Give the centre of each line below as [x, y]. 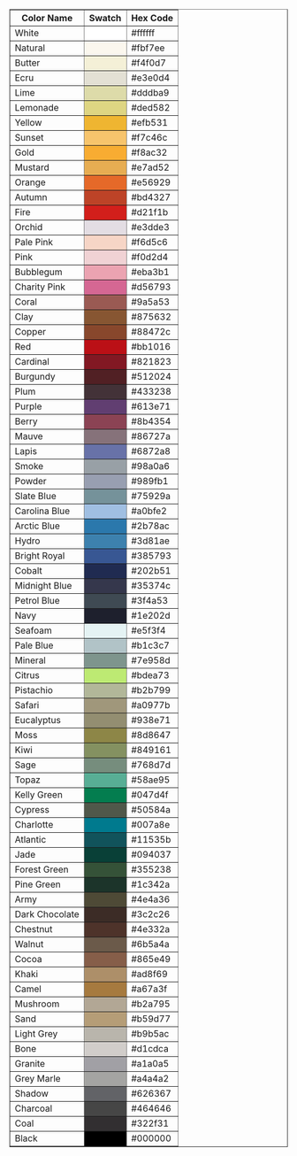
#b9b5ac [150, 1033]
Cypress [32, 809]
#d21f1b [150, 212]
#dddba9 [150, 92]
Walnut [29, 944]
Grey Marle [38, 1079]
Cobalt [28, 570]
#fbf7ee [148, 48]
